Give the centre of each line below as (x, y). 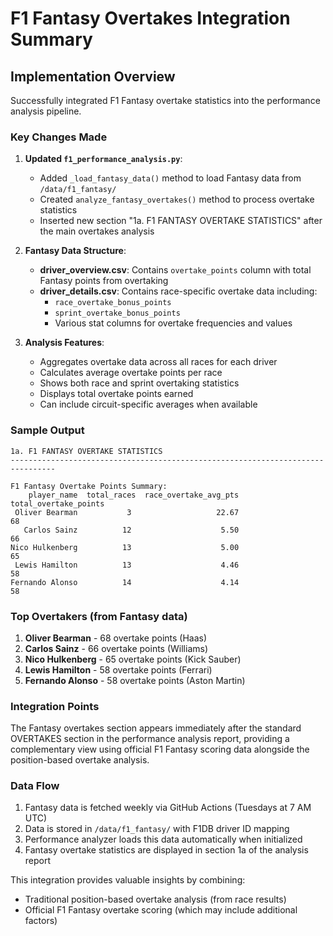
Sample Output (47, 430)
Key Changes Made (59, 137)
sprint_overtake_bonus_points (117, 313)
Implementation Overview (93, 76)
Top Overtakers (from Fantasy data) (99, 616)
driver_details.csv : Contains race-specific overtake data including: (178, 291)
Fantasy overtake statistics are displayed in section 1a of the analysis (166, 850)
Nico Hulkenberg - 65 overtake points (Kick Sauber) (133, 659)
